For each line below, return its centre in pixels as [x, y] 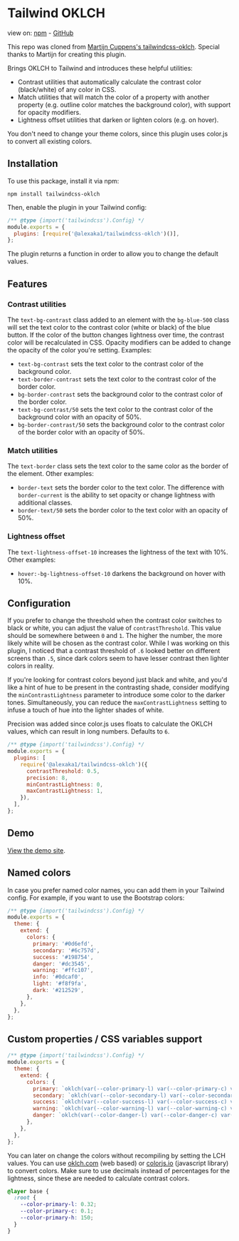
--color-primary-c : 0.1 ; [57, 1211]
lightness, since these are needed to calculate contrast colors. [99, 1178]
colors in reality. [31, 666]
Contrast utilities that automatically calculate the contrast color [109, 82]
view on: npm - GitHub [41, 33]
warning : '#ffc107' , [63, 971]
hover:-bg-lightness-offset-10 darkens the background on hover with [122, 573]
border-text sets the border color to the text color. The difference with [121, 487]
